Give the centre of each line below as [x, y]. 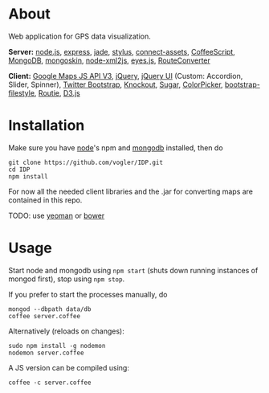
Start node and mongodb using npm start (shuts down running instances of [133, 270]
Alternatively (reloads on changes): [66, 331]
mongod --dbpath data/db [50, 309]
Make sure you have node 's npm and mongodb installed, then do [116, 147]
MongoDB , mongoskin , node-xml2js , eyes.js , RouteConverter [110, 60]
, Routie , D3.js [57, 92]
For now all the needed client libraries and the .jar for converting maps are [131, 191]
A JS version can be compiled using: [69, 367]
